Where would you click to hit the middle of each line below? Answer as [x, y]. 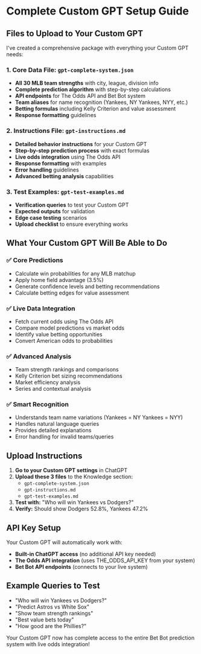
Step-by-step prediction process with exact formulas [82, 150]
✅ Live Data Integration [41, 308]
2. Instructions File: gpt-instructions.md [66, 131]
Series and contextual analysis [53, 389]
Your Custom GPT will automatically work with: [64, 542]
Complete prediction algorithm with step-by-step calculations [93, 89]
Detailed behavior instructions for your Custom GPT [81, 144]
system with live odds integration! [48, 644]
